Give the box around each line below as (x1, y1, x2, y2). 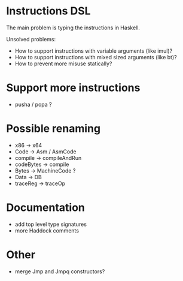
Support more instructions (6, 81, 141, 95)
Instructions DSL (6, 4, 91, 18)
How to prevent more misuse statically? (14, 60, 112, 67)
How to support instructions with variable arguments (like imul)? (14, 47, 173, 55)
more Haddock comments (14, 226, 80, 234)
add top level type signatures (14, 220, 87, 228)
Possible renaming (6, 122, 100, 135)
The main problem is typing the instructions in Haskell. (6, 24, 141, 31)
